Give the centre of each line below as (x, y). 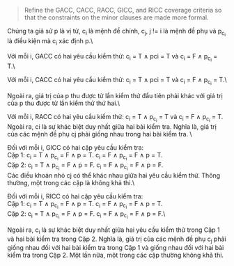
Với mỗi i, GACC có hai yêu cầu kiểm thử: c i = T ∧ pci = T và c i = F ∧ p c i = (112, 57)
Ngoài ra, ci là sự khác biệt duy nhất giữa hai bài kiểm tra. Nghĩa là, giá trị (112, 127)
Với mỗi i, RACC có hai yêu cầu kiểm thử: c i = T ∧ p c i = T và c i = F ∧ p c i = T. (115, 118)
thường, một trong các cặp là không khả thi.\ (71, 182)
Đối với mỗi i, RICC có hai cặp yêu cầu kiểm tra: (75, 196)
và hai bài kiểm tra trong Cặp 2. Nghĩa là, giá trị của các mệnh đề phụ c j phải (117, 240)
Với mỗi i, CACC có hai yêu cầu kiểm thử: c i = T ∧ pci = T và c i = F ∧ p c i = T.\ (117, 81)
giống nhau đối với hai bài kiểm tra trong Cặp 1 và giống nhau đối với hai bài (116, 248)
